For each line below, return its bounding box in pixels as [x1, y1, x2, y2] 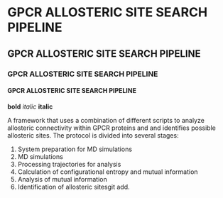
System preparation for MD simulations [17, 145, 133, 153]
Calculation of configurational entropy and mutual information [17, 167, 198, 176]
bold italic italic [7, 102, 53, 111]
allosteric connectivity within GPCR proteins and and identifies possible [7, 123, 217, 132]
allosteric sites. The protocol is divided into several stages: [7, 131, 179, 139]
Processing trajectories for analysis [17, 160, 121, 168]
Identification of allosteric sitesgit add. [17, 182, 130, 191]
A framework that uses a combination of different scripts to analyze [7, 116, 205, 124]
